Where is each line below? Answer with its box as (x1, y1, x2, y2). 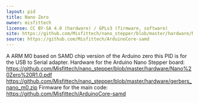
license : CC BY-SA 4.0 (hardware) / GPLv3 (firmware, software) (6, 25, 168, 31)
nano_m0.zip (6, 84, 38, 91)
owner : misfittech (6, 20, 52, 25)
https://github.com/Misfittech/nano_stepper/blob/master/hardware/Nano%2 (6, 65, 192, 72)
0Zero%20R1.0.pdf (6, 72, 52, 78)
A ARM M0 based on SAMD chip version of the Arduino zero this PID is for (6, 53, 187, 59)
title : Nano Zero (6, 14, 49, 20)
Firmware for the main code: (38, 84, 108, 91)
